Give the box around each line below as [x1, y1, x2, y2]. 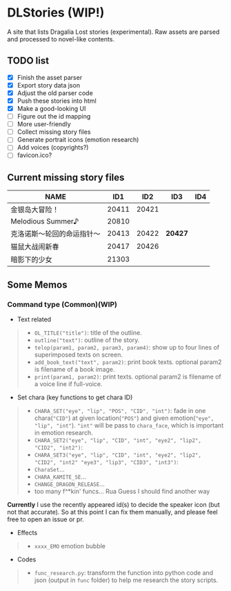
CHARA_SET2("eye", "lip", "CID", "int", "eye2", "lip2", [34, 437, 202, 444]
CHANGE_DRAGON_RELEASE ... [34, 479, 106, 488]
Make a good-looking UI [17, 105, 86, 112]
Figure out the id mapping [17, 112, 91, 121]
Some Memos [7, 279, 68, 290]
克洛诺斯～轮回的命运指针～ [10, 229, 101, 239]
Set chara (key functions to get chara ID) [17, 393, 133, 401]
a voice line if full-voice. [34, 379, 103, 388]
